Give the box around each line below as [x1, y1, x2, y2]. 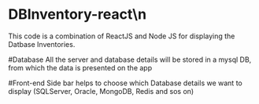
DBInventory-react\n [8, 5, 147, 23]
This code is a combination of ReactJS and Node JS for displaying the [8, 31, 235, 41]
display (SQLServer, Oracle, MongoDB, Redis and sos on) [8, 86, 194, 95]
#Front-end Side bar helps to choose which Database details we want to [8, 78, 242, 88]
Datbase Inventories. [8, 39, 76, 48]
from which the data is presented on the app [8, 63, 152, 72]
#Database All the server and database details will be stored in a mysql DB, [8, 55, 252, 64]
